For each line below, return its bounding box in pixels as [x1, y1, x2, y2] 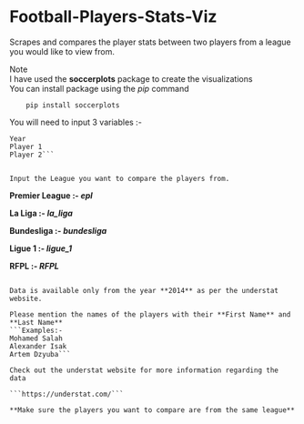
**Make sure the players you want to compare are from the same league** [9, 405, 296, 415]
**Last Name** [9, 318, 64, 327]
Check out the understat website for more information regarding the [9, 366, 279, 375]
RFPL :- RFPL [9, 260, 59, 271]
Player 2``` [9, 150, 55, 159]
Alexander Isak [9, 341, 67, 351]
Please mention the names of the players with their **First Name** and [9, 309, 291, 319]
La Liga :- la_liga [9, 207, 73, 218]
